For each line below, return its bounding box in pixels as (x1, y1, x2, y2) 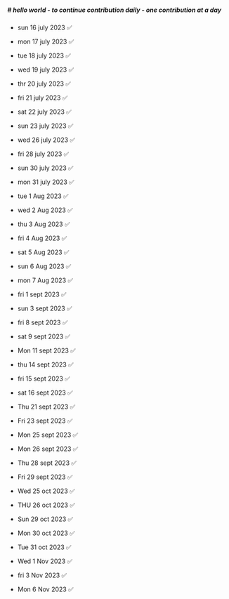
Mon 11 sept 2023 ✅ (17, 346, 76, 355)
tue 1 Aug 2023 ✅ (17, 192, 69, 200)
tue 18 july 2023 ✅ (17, 51, 72, 60)
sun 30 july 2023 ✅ (17, 164, 74, 172)
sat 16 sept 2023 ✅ (17, 388, 73, 397)
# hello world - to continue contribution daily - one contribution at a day (7, 6, 222, 14)
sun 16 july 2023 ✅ (17, 23, 72, 32)
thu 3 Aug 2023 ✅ (17, 220, 70, 228)
